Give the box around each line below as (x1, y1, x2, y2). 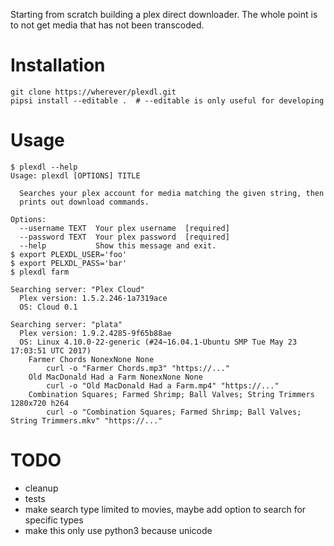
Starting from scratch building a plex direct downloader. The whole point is (10, 9, 318, 20)
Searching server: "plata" (10, 319, 123, 329)
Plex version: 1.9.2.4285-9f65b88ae (19, 328, 172, 338)
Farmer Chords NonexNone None (28, 354, 155, 364)
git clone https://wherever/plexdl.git (10, 87, 177, 97)
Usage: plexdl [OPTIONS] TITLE (10, 170, 141, 181)
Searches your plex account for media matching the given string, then (19, 188, 325, 198)
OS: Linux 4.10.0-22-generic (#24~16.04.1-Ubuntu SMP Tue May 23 (19, 337, 298, 347)
